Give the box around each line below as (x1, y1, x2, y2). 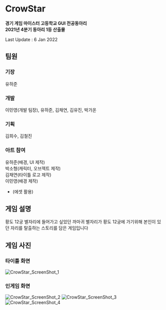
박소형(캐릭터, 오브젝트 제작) (5, 165, 61, 171)
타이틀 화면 (5, 257, 31, 264)
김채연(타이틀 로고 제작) (5, 171, 52, 178)
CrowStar (5, 3, 46, 15)
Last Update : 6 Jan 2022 (5, 36, 58, 43)
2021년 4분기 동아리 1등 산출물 (5, 26, 65, 33)
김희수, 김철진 (5, 133, 33, 139)
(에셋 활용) (12, 188, 34, 194)
